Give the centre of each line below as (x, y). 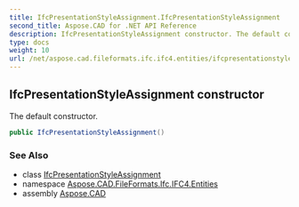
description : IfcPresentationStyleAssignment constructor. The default (145, 34)
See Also (29, 155)
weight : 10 (29, 51)
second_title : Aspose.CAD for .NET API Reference (103, 26)
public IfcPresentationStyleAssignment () (87, 132)
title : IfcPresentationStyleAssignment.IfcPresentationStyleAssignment (145, 17)
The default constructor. (53, 115)
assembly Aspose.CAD (64, 193)
